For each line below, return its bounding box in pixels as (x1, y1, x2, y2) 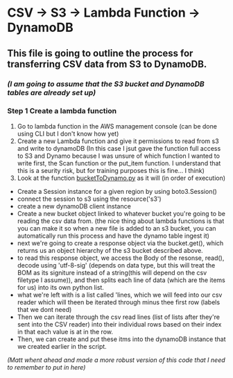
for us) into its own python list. (17, 283, 104, 291)
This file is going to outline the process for (7, 47, 193, 59)
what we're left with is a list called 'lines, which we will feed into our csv (17, 290, 223, 299)
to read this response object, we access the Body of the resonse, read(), (17, 254, 225, 262)
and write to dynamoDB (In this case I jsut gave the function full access (17, 144, 221, 152)
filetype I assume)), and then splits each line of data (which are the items (17, 276, 225, 284)
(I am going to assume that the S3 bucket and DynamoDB (7, 79, 205, 88)
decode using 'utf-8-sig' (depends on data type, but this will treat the (17, 261, 216, 269)
